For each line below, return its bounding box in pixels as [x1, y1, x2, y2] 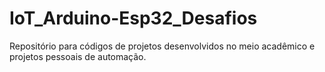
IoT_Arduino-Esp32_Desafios [9, 7, 258, 30]
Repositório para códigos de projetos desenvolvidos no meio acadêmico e [9, 40, 316, 52]
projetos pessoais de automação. [9, 50, 147, 62]
